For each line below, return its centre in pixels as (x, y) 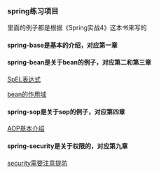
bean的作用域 (27, 94)
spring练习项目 (33, 11)
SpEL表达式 (24, 79)
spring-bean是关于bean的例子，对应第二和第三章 (79, 62)
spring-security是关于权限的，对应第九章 (68, 146)
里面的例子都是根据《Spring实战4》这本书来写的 (77, 28)
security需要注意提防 (37, 163)
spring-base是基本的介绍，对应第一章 (62, 45)
